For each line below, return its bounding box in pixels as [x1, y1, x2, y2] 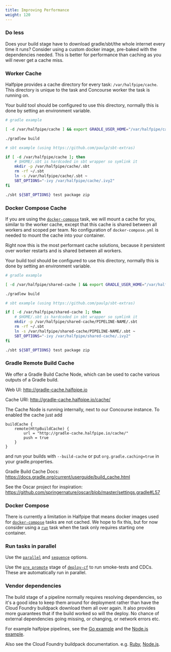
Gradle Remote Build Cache [5, 359, 75, 367]
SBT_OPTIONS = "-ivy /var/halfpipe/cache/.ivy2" [14, 178, 115, 183]
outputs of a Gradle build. [5, 376, 59, 383]
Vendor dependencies [5, 582, 62, 590]
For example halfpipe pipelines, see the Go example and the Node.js [5, 625, 149, 632]
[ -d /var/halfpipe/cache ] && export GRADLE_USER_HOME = [5, 126, 129, 132]
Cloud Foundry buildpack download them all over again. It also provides [5, 604, 156, 611]
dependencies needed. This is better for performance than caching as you [5, 52, 161, 58]
